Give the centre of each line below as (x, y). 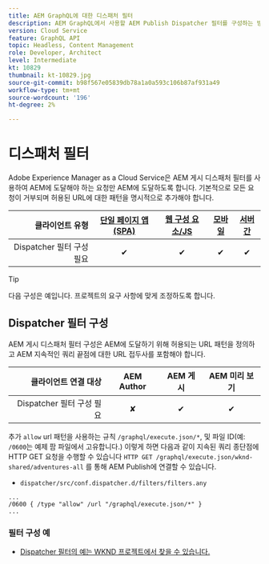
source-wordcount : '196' (50, 98)
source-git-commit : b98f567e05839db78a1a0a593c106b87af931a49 (114, 82)
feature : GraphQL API (44, 38)
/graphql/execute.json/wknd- (205, 457)
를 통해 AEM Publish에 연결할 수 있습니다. (151, 466)
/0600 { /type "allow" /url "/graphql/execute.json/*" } (105, 504)
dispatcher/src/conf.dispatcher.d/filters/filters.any (113, 483)
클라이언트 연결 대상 (66, 382)
